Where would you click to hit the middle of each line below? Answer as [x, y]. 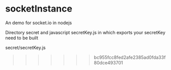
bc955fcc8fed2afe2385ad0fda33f [130, 57]
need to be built [22, 38]
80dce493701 [108, 62]
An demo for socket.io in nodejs [39, 23]
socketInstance [39, 9]
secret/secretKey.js [25, 47]
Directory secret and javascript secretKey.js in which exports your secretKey [85, 32]
